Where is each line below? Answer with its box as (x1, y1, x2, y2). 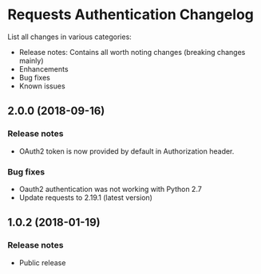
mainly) (18, 56, 45, 65)
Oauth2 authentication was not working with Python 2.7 (18, 184, 203, 194)
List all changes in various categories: (7, 32, 132, 41)
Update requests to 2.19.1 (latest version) (18, 193, 153, 202)
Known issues (18, 81, 65, 91)
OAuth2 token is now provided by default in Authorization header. (18, 146, 235, 156)
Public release (18, 257, 66, 268)
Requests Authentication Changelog (7, 6, 255, 24)
